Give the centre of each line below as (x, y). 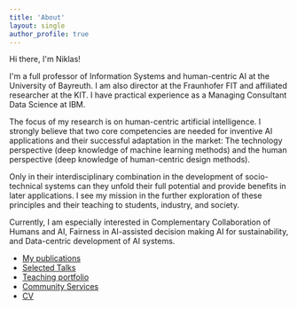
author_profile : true (49, 34)
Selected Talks (49, 268)
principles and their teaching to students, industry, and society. (124, 205)
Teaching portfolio (55, 277)
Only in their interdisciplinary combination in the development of (126, 177)
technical (26, 186)
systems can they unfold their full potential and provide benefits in (165, 186)
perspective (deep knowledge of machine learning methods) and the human (148, 150)
